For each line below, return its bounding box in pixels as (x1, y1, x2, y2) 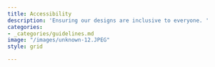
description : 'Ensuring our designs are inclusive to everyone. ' (7, 17, 209, 24)
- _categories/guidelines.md (7, 30, 94, 37)
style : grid (7, 43, 43, 50)
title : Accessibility (7, 10, 72, 18)
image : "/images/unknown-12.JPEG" (7, 37, 111, 44)
